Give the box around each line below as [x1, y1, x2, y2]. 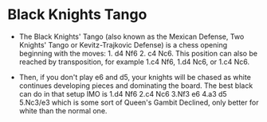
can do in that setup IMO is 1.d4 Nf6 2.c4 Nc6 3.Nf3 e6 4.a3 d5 [18, 89, 228, 98]
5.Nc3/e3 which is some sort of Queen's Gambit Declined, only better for [18, 97, 259, 107]
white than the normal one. [18, 105, 108, 116]
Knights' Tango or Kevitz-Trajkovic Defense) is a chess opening [18, 40, 228, 49]
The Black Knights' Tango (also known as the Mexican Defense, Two [18, 32, 245, 41]
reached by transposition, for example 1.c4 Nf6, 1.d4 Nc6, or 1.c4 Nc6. [18, 57, 250, 67]
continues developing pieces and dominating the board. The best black [18, 81, 253, 90]
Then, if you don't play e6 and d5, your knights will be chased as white [18, 72, 252, 82]
